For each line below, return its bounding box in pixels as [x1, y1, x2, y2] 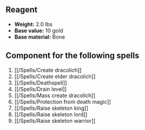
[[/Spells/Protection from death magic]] [14, 98, 112, 105]
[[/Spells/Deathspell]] [14, 79, 67, 86]
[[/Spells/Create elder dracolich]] [14, 73, 96, 80]
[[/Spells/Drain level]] [14, 85, 67, 92]
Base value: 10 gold [14, 27, 63, 34]
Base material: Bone [14, 33, 66, 41]
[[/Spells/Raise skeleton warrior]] [14, 117, 96, 124]
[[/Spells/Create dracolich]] [14, 66, 82, 73]
